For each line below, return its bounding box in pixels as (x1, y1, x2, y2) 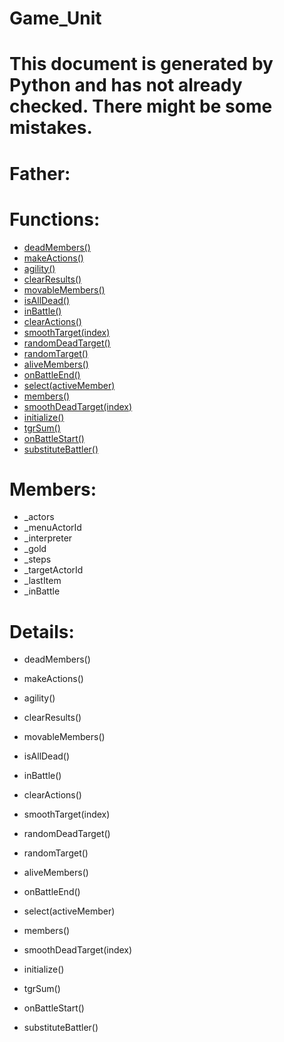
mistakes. (9, 117, 93, 139)
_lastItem (23, 575, 62, 587)
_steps (23, 553, 52, 566)
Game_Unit (9, 7, 102, 30)
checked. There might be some (9, 95, 273, 118)
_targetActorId (23, 564, 84, 576)
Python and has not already (9, 74, 243, 97)
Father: (9, 162, 71, 185)
